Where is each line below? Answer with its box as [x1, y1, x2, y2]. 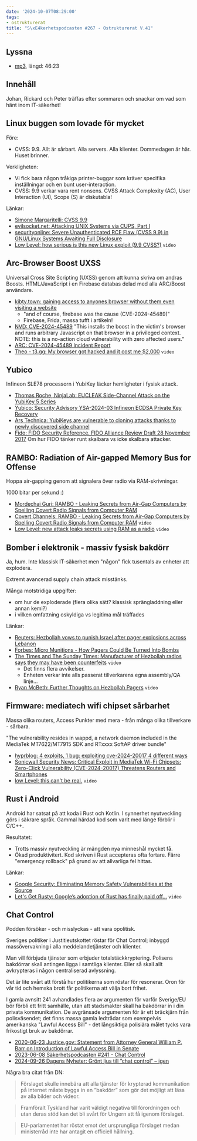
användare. [6, 286, 33, 293]
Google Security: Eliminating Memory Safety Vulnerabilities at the [14, 880, 173, 887]
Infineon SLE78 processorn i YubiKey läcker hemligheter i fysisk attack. [6, 380, 178, 387]
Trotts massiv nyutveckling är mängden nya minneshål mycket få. [14, 845, 173, 852]
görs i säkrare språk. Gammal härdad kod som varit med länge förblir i [6, 816, 175, 823]
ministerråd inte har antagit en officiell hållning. [20, 1128, 134, 1135]
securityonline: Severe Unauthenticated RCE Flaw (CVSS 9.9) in [14, 228, 169, 236]
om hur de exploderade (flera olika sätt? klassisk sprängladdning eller [14, 598, 183, 605]
